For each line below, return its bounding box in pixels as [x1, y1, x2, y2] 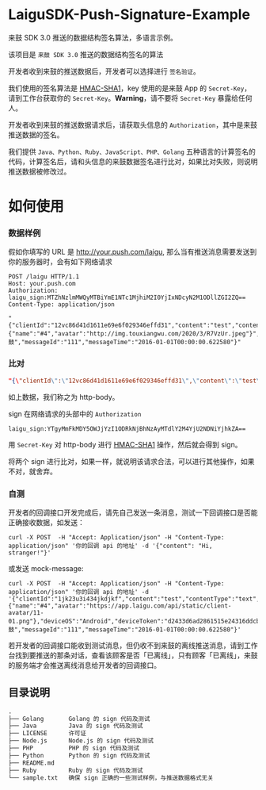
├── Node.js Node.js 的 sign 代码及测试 [8, 737, 154, 745]
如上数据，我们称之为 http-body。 [8, 392, 120, 401]
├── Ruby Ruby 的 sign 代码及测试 [8, 766, 143, 774]
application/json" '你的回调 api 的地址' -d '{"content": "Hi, [8, 542, 213, 550]
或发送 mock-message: [8, 563, 84, 573]
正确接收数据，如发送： [8, 517, 85, 527]
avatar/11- [8, 608, 44, 616]
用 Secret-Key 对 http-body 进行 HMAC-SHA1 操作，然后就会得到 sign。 [8, 439, 242, 449]
